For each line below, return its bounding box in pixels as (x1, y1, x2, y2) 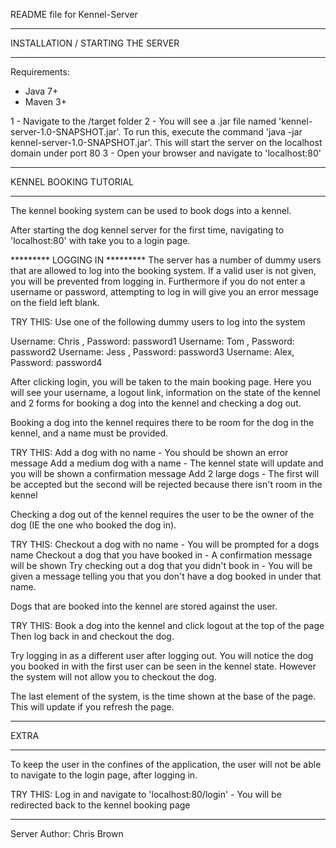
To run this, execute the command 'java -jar (123, 126, 303, 138)
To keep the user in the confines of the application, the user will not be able (10, 759, 322, 770)
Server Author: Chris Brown (10, 828, 124, 839)
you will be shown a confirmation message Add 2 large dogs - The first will (10, 468, 320, 479)
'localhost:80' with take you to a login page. (10, 235, 191, 246)
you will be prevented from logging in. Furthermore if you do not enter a (10, 275, 306, 287)
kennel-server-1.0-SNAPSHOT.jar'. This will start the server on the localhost (10, 137, 323, 148)
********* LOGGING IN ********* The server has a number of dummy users (10, 254, 322, 266)
